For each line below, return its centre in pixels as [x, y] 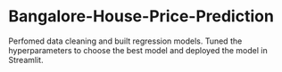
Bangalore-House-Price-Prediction [141, 16]
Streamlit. [26, 60]
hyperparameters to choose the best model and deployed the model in [138, 50]
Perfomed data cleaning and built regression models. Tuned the [125, 41]
